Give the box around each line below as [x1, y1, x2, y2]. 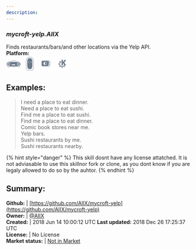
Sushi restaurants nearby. [20, 142, 84, 149]
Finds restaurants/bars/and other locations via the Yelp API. [6, 43, 151, 50]
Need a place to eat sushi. [20, 104, 84, 112]
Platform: [6, 49, 30, 56]
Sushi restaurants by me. [20, 136, 81, 143]
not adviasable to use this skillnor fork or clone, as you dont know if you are [6, 160, 190, 167]
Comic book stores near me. [20, 123, 90, 130]
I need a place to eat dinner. [20, 98, 89, 105]
